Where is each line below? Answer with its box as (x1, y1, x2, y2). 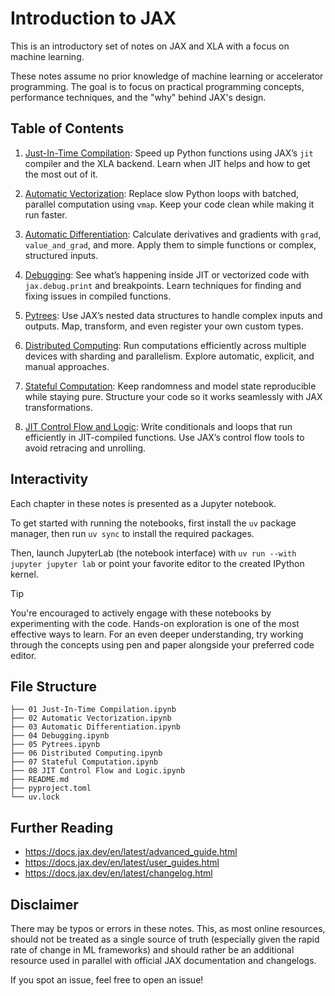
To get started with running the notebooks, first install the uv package (10, 517, 297, 529)
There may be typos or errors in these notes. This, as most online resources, (10, 923, 326, 934)
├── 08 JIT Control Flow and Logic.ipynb (10, 766, 186, 776)
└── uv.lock (10, 792, 60, 802)
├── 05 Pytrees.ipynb (10, 740, 101, 750)
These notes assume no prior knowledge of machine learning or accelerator (10, 70, 324, 82)
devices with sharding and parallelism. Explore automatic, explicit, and (24, 350, 315, 362)
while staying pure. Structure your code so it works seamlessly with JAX (24, 390, 323, 402)
